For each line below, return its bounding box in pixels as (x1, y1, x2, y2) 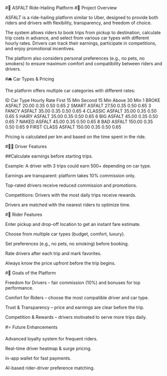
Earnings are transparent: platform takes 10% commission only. (5, 173, 136, 178)
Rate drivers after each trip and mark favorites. (5, 250, 102, 256)
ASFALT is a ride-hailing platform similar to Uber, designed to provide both (5, 15, 158, 20)
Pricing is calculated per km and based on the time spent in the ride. (5, 134, 146, 140)
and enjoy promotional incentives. (5, 46, 75, 51)
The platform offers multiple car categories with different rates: (5, 88, 135, 93)
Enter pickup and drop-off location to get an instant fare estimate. (5, 221, 141, 227)
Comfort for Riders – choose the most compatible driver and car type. (5, 295, 149, 301)
